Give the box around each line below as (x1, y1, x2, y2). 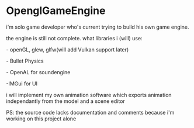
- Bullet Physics (6, 57, 44, 64)
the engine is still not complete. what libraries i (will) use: (6, 34, 143, 41)
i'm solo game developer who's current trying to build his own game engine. (6, 23, 189, 30)
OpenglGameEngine (6, 4, 106, 18)
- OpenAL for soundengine (6, 68, 71, 75)
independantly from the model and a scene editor (6, 98, 126, 105)
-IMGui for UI (6, 80, 38, 87)
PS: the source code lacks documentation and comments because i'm (6, 109, 175, 116)
